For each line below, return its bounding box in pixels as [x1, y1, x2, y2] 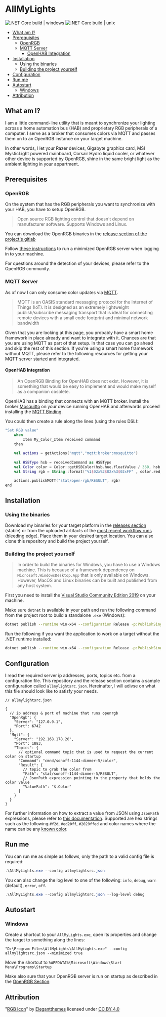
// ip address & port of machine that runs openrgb [9, 711, 119, 716]
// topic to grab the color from [23, 767, 92, 772]
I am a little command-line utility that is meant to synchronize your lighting [5, 120, 156, 126]
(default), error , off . [5, 882, 47, 888]
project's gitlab [5, 236, 36, 242]
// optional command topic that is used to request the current [18, 750, 154, 755]
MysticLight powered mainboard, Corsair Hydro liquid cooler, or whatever [5, 150, 155, 156]
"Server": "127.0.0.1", [14, 719, 63, 724]
